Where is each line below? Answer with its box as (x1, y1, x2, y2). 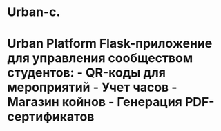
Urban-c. (7, 4, 61, 20)
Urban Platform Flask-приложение (7, 36, 213, 52)
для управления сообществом (7, 50, 193, 66)
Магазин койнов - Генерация (7, 94, 183, 110)
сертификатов (7, 109, 95, 125)
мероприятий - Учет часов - (7, 80, 177, 95)
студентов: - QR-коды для (7, 65, 166, 81)
